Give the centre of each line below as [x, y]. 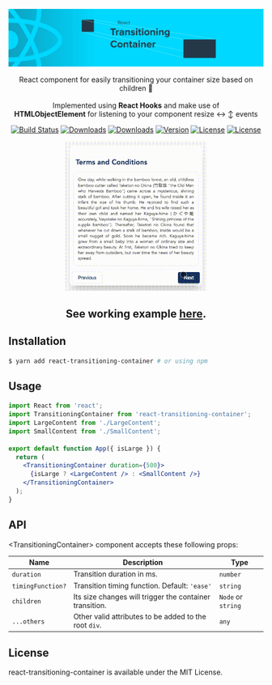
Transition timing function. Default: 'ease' [142, 585]
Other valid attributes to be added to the [140, 617]
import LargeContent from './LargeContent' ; [85, 423]
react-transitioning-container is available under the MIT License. [116, 672]
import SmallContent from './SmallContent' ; [85, 431]
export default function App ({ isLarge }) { [85, 449]
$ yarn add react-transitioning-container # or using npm [108, 361]
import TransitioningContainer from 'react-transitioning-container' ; [130, 415]
